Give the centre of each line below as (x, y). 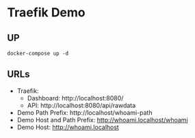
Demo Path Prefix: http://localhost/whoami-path (84, 112)
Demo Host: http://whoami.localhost (68, 127)
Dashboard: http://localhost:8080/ (75, 98)
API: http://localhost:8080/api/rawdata (81, 105)
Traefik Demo (46, 13)
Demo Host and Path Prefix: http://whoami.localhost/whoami (102, 120)
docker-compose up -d (38, 53)
